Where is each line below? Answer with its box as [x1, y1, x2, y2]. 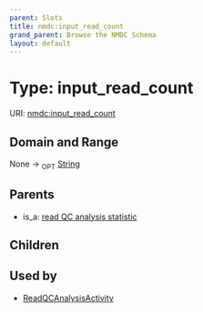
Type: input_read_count [9, 78, 194, 98]
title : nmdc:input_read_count [9, 22, 125, 31]
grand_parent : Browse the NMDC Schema [9, 30, 157, 39]
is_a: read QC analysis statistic [22, 211, 138, 222]
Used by [9, 268, 57, 284]
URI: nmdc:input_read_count [9, 108, 116, 119]
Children [9, 237, 59, 253]
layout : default [9, 38, 71, 48]
